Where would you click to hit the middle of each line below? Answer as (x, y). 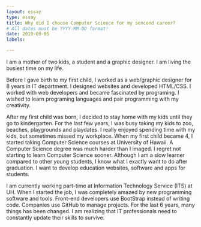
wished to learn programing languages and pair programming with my (92, 99)
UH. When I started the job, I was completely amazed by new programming (99, 192)
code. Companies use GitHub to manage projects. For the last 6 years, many (100, 205)
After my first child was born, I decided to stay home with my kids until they (100, 117)
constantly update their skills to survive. (55, 217)
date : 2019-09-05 (28, 34)
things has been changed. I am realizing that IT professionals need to (91, 211)
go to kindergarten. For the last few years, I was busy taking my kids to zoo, (100, 123)
